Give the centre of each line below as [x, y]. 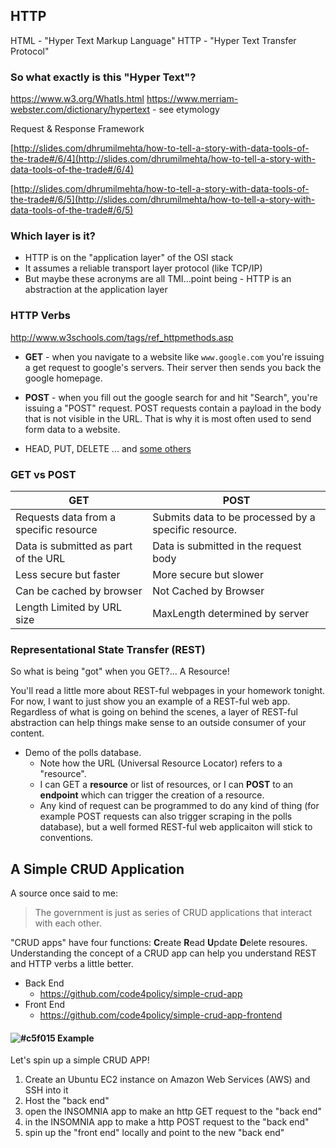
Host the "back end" [67, 1101]
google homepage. [63, 378]
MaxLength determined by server [231, 613]
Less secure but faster [68, 574]
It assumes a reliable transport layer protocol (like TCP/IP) [143, 268]
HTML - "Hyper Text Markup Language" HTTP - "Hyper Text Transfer [153, 40]
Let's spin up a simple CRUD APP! [80, 1060]
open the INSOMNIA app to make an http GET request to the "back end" [173, 1111]
